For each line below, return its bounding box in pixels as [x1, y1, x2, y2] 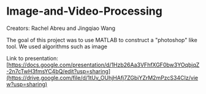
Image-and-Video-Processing [6, 4, 162, 18]
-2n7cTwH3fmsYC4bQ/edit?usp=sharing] [6, 67, 111, 74]
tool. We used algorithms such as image [6, 43, 107, 50]
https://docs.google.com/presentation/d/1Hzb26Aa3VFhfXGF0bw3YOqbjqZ [8, 61, 200, 68]
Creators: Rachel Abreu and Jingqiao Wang [6, 24, 115, 32]
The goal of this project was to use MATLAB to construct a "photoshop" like [6, 36, 197, 43]
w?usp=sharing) [6, 81, 48, 88]
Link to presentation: [6, 54, 58, 62]
